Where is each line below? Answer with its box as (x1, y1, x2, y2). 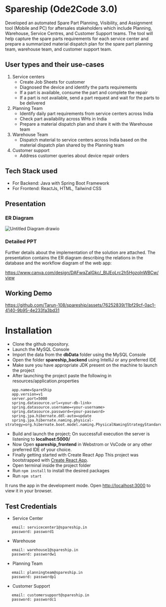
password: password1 (11, 529, 54, 534)
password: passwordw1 (11, 552, 56, 557)
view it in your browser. (5, 488, 53, 494)
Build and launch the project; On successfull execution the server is (12, 431, 150, 437)
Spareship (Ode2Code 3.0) (5, 3, 118, 15)
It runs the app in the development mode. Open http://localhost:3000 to (5, 483, 151, 489)
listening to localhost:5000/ (12, 436, 70, 442)
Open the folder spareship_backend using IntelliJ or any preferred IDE (12, 357, 157, 363)
